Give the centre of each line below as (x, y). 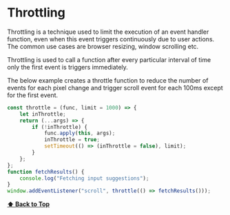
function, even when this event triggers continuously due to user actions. (111, 39)
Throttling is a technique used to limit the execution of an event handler (108, 32)
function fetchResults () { (46, 172)
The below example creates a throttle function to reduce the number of (108, 80)
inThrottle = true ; (72, 140)
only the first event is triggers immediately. (68, 67)
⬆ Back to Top (29, 204)
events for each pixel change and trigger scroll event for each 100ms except (115, 88)
